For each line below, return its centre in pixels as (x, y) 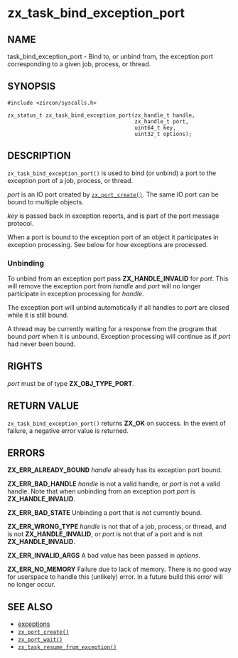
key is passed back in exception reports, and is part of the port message (113, 216)
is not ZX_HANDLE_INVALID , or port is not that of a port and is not (105, 534)
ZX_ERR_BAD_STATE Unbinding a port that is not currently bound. (105, 513)
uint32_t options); (163, 134)
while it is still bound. (38, 315)
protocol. (21, 223)
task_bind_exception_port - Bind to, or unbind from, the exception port (110, 56)
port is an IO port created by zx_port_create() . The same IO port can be (113, 194)
